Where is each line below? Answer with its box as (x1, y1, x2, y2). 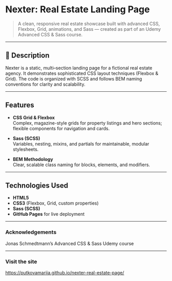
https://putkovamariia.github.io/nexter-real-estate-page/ (5, 269, 124, 275)
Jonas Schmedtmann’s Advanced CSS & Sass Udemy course (5, 240, 134, 247)
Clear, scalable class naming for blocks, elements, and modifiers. (12, 162, 150, 168)
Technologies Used (5, 181, 68, 190)
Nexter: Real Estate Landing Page (5, 4, 150, 15)
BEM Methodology (12, 156, 53, 162)
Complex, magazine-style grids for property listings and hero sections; (12, 119, 162, 126)
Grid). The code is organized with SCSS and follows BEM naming (5, 75, 142, 82)
